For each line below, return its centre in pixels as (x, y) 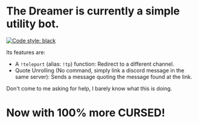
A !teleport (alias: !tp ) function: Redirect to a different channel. (94, 64)
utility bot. (33, 24)
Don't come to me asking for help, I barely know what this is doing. (89, 88)
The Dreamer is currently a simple (93, 11)
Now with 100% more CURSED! (86, 113)
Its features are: (26, 52)
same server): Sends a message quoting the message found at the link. (104, 77)
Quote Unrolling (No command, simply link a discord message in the (100, 70)
